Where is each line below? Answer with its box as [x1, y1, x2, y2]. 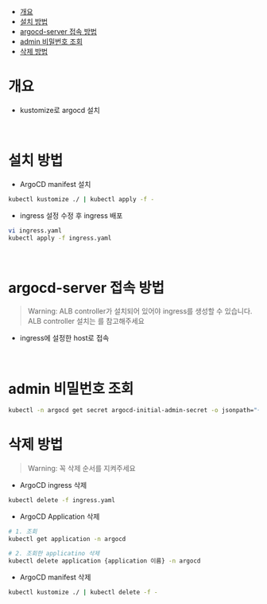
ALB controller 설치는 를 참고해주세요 [27, 317, 145, 326]
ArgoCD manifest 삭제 [19, 572, 91, 582]
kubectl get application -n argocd [8, 535, 126, 543]
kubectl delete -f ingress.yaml [8, 497, 115, 505]
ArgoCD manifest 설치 [19, 179, 91, 189]
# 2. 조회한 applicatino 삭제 [8, 549, 100, 557]
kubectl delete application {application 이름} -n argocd [8, 556, 201, 565]
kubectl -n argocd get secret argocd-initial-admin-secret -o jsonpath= [8, 407, 254, 415]
